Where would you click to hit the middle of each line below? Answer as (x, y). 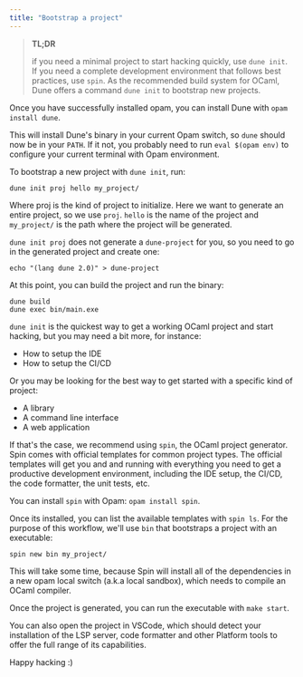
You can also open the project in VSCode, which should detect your (136, 625)
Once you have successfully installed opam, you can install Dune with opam (148, 107)
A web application (56, 427)
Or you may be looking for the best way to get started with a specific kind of (151, 381)
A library (38, 408)
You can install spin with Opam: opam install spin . (105, 500)
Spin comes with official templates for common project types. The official (146, 454)
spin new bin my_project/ (58, 554)
